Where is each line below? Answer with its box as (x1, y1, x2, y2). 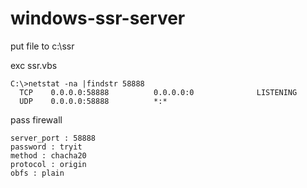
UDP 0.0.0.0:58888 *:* (19, 96, 168, 106)
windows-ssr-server (10, 7, 186, 30)
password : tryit (10, 142, 83, 152)
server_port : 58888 (10, 133, 97, 143)
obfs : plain (10, 168, 65, 178)
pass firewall (10, 113, 63, 126)
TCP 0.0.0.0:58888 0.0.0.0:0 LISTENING (19, 87, 298, 97)
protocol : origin (10, 159, 87, 169)
